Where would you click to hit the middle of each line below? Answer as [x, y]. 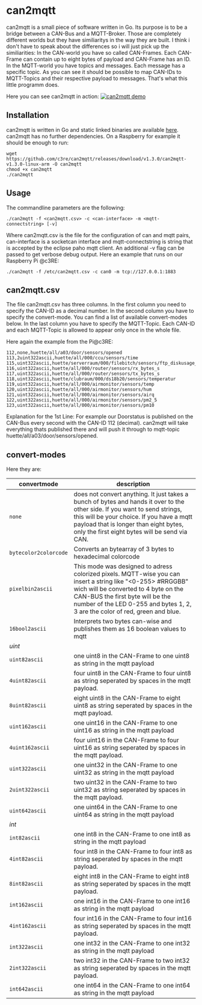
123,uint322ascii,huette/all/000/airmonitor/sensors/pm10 [80, 406]
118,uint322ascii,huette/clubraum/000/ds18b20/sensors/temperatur [91, 379]
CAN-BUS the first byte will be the [122, 596]
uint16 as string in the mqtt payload [124, 731]
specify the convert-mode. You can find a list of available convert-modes [97, 317]
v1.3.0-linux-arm [28, 164]
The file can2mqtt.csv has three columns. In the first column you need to [96, 305]
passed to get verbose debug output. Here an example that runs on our [94, 254]
